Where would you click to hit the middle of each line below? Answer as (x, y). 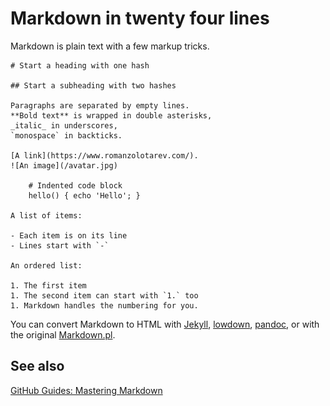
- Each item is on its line (69, 235)
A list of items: (46, 215)
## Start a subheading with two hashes (93, 85)
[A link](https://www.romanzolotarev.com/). (104, 155)
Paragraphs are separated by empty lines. (100, 105)
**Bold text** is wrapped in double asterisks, (111, 115)
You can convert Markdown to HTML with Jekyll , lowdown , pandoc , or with (165, 324)
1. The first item (48, 285)
